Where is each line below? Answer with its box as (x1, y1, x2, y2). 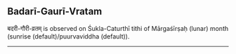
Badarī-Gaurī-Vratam (7, 6, 103, 18)
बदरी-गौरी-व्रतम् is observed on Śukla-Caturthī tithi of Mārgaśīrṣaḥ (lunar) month (7, 24, 229, 32)
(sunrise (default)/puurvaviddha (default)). (7, 32, 130, 41)
